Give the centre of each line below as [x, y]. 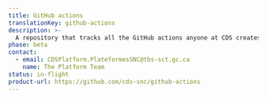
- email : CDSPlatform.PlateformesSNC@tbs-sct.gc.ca [103, 60]
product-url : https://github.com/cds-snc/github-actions [104, 81]
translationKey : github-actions [62, 23]
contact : [23, 52]
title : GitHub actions [46, 15]
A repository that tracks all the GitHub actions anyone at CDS [124, 38]
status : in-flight [39, 74]
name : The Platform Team [64, 67]
